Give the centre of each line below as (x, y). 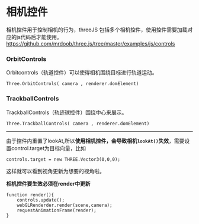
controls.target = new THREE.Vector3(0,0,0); (63, 159)
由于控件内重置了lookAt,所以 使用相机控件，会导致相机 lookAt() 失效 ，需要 (95, 141)
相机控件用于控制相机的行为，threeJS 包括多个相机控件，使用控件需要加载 (97, 30)
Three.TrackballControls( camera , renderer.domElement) (78, 124)
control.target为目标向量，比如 (48, 148)
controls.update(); (41, 200)
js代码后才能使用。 (39, 37)
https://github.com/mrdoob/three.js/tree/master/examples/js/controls (91, 43)
